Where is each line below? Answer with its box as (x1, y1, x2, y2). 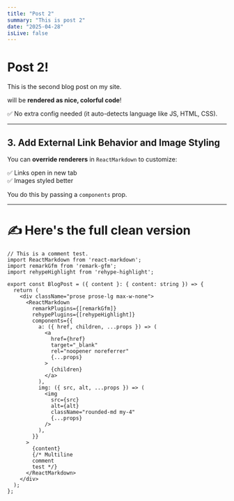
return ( (13, 287, 39, 294)
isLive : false (7, 29, 49, 37)
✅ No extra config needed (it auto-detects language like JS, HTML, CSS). (7, 109, 218, 118)
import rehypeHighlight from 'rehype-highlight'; (7, 269, 155, 276)
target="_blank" (51, 342, 98, 349)
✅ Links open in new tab (7, 168, 77, 177)
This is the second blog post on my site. (7, 83, 122, 91)
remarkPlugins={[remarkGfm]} (32, 305, 117, 312)
